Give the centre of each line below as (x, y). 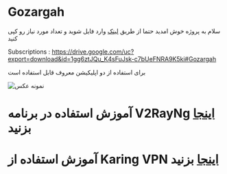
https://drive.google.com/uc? (93, 52)
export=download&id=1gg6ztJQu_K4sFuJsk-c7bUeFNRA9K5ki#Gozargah (112, 58)
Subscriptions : (29, 52)
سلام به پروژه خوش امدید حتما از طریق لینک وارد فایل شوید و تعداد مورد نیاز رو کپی (114, 31)
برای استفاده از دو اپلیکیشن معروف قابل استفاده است (77, 72)
